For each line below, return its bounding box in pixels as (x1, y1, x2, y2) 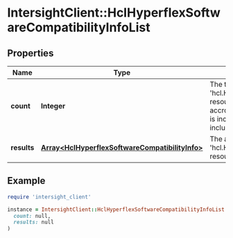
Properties (7, 47, 54, 59)
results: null (13, 219, 54, 226)
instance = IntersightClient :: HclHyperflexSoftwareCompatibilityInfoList (7, 206, 225, 213)
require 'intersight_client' (7, 193, 92, 201)
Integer (40, 101, 66, 110)
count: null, (13, 212, 51, 219)
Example (7, 175, 46, 187)
